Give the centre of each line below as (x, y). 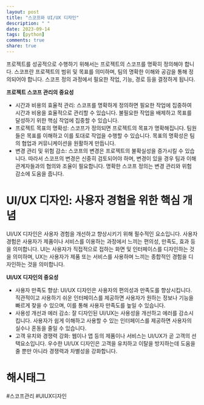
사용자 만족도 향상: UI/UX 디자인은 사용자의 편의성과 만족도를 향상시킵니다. (104, 290)
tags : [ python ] (25, 35)
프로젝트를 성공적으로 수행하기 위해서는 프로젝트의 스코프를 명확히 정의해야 (95, 64)
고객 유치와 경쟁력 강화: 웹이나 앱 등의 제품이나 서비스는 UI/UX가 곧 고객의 (102, 336)
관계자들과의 (30, 166)
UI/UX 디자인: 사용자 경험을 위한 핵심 (93, 201)
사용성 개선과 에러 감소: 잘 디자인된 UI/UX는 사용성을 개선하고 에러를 (96, 313)
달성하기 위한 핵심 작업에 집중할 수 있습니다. (67, 120)
